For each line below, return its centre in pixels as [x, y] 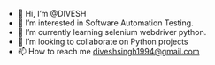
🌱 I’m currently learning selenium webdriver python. [112, 32]
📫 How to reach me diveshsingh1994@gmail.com [108, 51]
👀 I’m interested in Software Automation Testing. [105, 23]
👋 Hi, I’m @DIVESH [52, 14]
